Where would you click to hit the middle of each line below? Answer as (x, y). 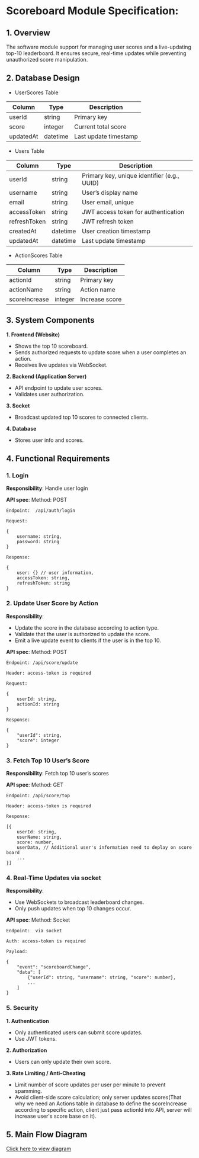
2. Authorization (27, 1050)
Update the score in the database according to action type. (86, 628)
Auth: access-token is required (46, 941)
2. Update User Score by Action (52, 604)
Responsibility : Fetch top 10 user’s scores (57, 773)
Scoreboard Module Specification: (92, 11)
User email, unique (108, 202)
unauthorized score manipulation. (47, 60)
